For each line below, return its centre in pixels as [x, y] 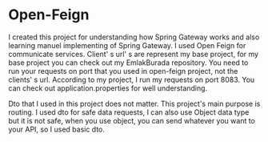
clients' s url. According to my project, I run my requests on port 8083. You [132, 79]
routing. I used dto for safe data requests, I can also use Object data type [129, 112]
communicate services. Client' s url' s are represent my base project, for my [133, 54]
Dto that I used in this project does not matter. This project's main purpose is [134, 103]
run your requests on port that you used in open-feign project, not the [123, 71]
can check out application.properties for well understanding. [108, 88]
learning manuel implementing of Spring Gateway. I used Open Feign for [127, 45]
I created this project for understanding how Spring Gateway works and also [134, 37]
